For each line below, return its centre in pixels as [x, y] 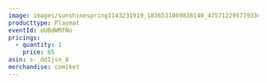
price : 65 [39, 52]
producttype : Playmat [44, 23]
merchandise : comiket [44, 67]
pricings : [25, 38]
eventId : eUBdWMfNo [41, 30]
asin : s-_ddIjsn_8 [39, 60]
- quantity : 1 [39, 45]
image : [19, 15]
